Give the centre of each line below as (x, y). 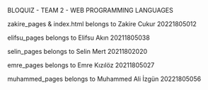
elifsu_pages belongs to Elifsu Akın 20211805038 (79, 38)
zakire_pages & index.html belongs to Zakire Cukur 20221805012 (102, 24)
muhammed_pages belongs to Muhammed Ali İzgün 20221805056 (104, 79)
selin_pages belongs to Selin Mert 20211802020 (77, 51)
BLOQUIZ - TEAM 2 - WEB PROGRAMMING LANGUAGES (90, 10)
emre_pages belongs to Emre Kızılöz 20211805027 (81, 65)
